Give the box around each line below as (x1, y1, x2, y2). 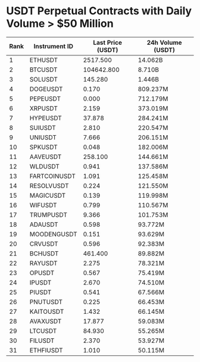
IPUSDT (29, 278, 52, 286)
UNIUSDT (29, 133, 57, 141)
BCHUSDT (29, 249, 59, 257)
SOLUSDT (29, 75, 58, 83)
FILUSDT (29, 336, 55, 345)
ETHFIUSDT (29, 346, 64, 354)
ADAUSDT (29, 220, 58, 229)
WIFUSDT (29, 201, 58, 209)
